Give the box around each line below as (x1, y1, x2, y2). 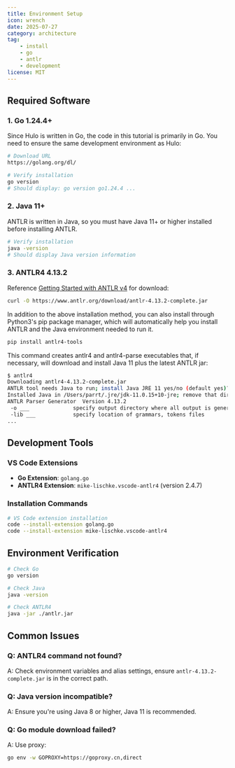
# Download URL (7, 153, 52, 160)
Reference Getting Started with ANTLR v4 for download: (7, 284, 169, 292)
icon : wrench (7, 17, 45, 24)
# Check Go (7, 565, 39, 573)
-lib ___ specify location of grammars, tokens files (10, 411, 205, 418)
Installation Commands (7, 498, 88, 508)
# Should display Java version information (7, 251, 136, 258)
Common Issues (7, 629, 80, 641)
